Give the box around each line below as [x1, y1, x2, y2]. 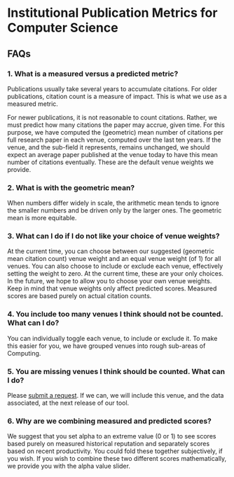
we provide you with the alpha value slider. [7, 462, 131, 471]
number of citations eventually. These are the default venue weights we [7, 158, 214, 166]
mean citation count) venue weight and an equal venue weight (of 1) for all [7, 255, 221, 263]
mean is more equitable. [7, 214, 77, 222]
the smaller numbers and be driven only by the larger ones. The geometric [7, 206, 222, 215]
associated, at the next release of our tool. [7, 398, 130, 408]
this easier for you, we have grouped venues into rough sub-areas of [7, 342, 206, 350]
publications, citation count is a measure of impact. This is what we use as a [7, 92, 228, 100]
